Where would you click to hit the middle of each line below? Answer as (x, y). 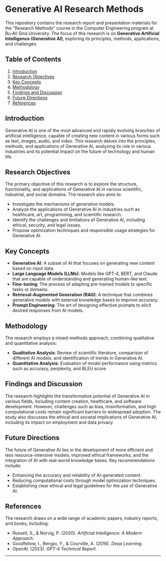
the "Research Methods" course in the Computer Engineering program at (80, 28)
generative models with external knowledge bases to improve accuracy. (85, 300)
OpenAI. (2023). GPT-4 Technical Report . (55, 549)
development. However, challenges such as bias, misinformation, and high (81, 406)
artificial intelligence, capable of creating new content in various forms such (83, 136)
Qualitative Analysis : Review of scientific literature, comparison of (80, 353)
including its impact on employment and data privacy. (60, 422)
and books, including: (27, 523)
